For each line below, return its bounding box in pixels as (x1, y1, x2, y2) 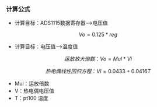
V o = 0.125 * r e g (78, 31, 118, 38)
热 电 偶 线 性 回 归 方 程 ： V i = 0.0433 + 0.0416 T (45, 68, 151, 75)
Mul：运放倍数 (14, 80, 50, 87)
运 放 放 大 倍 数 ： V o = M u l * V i (64, 55, 132, 62)
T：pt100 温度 (14, 95, 48, 102)
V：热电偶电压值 (14, 87, 54, 94)
